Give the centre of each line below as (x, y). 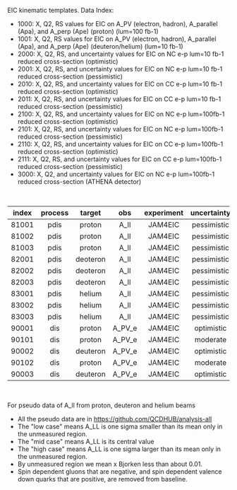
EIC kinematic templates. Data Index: (61, 10)
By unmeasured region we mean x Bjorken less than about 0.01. (110, 464)
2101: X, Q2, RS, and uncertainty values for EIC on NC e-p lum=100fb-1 (120, 129)
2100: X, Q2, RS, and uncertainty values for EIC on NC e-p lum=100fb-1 (121, 114)
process (55, 213)
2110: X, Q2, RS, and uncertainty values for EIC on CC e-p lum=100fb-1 (120, 144)
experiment (164, 213)
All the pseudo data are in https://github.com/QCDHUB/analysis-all (115, 419)
